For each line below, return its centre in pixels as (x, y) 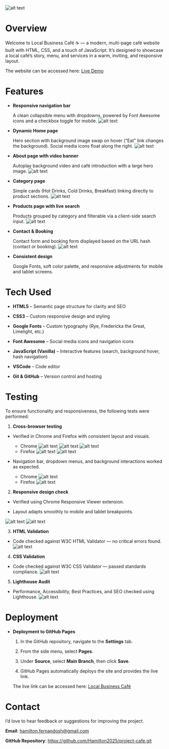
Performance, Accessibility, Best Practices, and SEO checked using (83, 591)
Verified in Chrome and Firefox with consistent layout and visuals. (81, 436)
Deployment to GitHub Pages (44, 631)
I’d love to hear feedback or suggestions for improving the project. (75, 721)
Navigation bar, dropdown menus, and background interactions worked (87, 461)
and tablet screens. (33, 271)
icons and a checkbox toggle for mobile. (55, 121)
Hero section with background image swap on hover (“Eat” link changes (88, 141)
